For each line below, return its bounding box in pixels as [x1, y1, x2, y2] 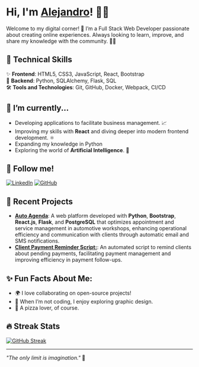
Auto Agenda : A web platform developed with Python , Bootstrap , [14, 213, 176, 220]
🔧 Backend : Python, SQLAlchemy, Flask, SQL [6, 77, 117, 84]
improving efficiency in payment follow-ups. [14, 256, 123, 263]
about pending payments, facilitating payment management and [14, 250, 171, 257]
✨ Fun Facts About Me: [6, 273, 93, 284]
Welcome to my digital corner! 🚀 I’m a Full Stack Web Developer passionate [6, 25, 190, 32]
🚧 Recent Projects [6, 197, 73, 207]
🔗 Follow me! [6, 163, 54, 173]
